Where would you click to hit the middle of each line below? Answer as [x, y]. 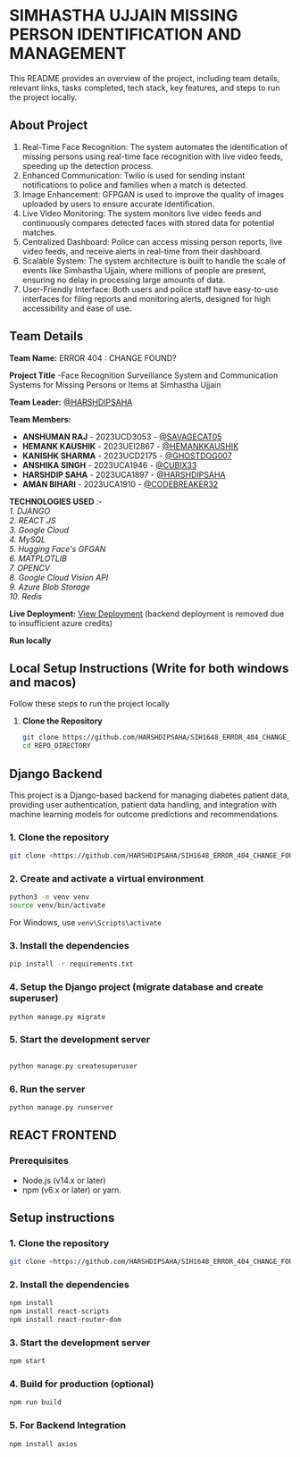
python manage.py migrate [57, 1017]
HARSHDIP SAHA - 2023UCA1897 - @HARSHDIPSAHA [124, 474]
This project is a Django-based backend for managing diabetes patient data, [150, 795]
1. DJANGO [30, 511]
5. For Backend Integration [68, 1426]
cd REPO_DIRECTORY [56, 746]
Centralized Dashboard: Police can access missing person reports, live [152, 241]
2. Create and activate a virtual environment [107, 879]
